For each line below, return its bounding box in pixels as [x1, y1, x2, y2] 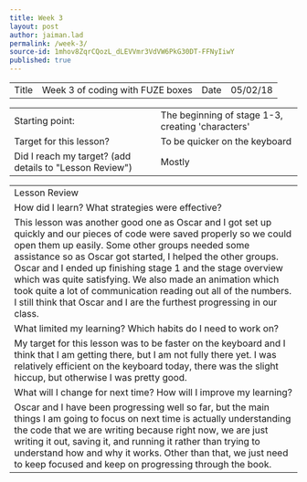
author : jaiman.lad [9, 30, 84, 39]
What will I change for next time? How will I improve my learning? [14, 386, 292, 398]
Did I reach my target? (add [14, 150, 132, 162]
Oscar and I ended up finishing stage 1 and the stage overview [14, 262, 283, 274]
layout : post [9, 22, 59, 31]
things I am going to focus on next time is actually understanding [14, 413, 291, 424]
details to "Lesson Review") [14, 162, 132, 173]
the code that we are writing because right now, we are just [14, 424, 269, 436]
